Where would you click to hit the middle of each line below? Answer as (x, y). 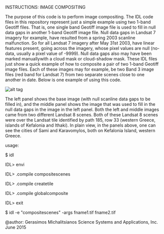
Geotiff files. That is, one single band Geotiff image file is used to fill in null (81, 27)
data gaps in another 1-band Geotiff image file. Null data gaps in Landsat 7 (81, 32)
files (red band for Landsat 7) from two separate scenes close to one (75, 74)
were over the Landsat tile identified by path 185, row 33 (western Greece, (80, 120)
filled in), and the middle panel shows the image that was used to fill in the (80, 104)
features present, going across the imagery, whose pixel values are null (78, 48)
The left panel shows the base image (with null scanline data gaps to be (78, 99)
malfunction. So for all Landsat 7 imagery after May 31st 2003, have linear (80, 43)
